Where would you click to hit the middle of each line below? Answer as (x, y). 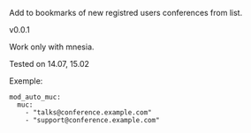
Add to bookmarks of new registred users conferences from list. (126, 13)
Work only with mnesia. (52, 47)
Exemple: (26, 81)
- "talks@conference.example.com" (88, 113)
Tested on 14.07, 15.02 (49, 64)
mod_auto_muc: (35, 97)
